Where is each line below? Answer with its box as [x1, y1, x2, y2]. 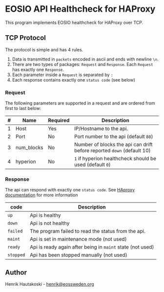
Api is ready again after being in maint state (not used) [30, 244, 154, 250]
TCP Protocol [5, 34, 46, 42]
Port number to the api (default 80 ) [74, 133, 153, 140]
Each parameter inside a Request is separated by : [12, 72, 113, 78]
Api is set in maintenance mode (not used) [30, 236, 127, 243]
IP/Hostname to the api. [74, 125, 128, 132]
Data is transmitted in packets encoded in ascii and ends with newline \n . [12, 56, 159, 62]
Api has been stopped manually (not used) [30, 251, 127, 258]
